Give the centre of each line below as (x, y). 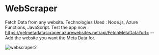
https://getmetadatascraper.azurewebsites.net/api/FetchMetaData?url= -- (80, 32)
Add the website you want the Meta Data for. (50, 38)
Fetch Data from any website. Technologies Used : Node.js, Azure (72, 22)
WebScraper (31, 9)
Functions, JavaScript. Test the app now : (47, 27)
